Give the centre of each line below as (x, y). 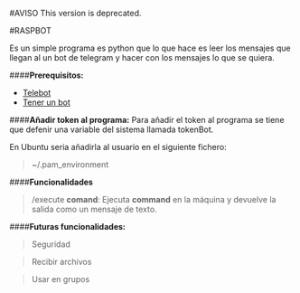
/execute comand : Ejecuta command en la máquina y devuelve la (154, 199)
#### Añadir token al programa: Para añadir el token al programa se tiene (147, 120)
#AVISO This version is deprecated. (75, 13)
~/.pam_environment (70, 165)
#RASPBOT (30, 30)
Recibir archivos (61, 262)
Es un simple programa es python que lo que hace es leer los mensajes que (150, 48)
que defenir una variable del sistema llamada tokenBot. (112, 129)
